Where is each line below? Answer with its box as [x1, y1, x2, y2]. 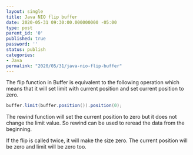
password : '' [6, 42, 38, 47]
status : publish [6, 47, 46, 53]
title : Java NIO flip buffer [6, 14, 78, 20]
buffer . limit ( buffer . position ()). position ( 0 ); [6, 103, 122, 109]
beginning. [6, 126, 32, 133]
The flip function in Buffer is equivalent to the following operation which [6, 79, 179, 86]
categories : [6, 52, 35, 58]
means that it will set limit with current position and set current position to [6, 85, 184, 92]
